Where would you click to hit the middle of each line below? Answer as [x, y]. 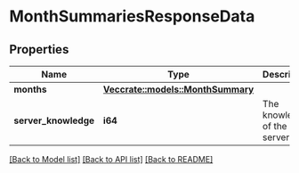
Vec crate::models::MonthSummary [178, 89]
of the [275, 126]
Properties [39, 49]
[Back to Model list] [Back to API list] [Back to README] [111, 159]
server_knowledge [54, 120]
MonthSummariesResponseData [132, 16]
